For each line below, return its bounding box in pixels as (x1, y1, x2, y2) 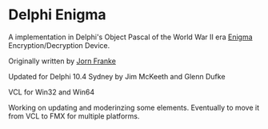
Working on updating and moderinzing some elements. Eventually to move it (8, 103, 260, 112)
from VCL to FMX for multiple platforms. (8, 111, 140, 121)
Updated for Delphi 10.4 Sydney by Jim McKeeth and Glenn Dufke (8, 71, 226, 81)
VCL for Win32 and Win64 (8, 87, 95, 97)
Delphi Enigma (8, 6, 106, 24)
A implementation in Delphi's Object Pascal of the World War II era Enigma (8, 32, 254, 42)
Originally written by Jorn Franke (8, 56, 116, 66)
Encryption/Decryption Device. (8, 40, 110, 50)
